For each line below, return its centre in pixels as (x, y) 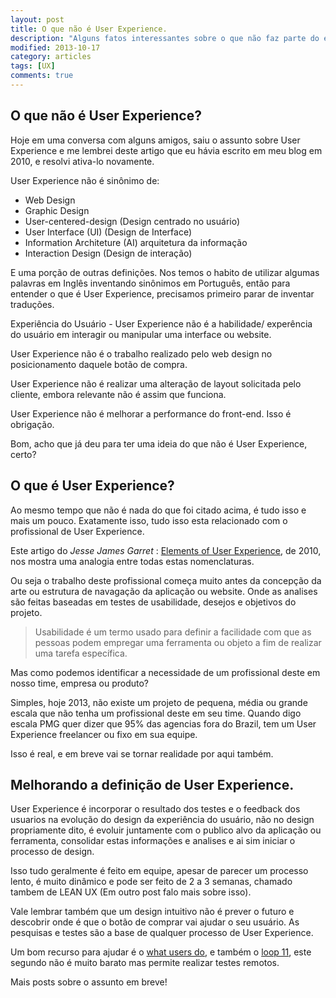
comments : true (42, 76)
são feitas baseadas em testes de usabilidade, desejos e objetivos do (153, 602)
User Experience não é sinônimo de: (85, 180)
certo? (23, 454)
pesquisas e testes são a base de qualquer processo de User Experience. (162, 933)
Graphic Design (57, 210)
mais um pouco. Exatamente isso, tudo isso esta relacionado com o (149, 520)
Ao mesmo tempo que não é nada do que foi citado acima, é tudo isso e (158, 510)
